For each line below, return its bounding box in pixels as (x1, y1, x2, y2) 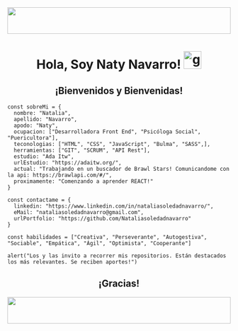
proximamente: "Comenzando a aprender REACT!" (13, 178, 154, 185)
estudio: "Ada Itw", (13, 153, 74, 160)
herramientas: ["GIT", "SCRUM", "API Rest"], (13, 147, 151, 154)
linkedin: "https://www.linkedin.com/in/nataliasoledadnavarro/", (13, 203, 214, 210)
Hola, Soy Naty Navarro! (36, 57, 181, 73)
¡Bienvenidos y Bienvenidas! (55, 84, 183, 96)
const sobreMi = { (7, 103, 62, 111)
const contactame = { (7, 196, 72, 203)
